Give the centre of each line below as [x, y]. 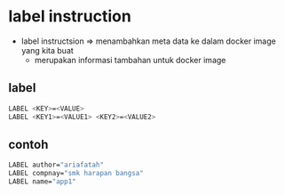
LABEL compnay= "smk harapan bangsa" [76, 174]
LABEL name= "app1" [42, 182]
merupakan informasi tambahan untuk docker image [130, 60]
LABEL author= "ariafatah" [56, 165]
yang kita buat [47, 50]
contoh [28, 144]
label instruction [70, 16]
